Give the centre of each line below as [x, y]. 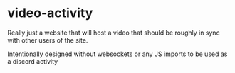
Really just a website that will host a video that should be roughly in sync [114, 33]
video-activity [50, 13]
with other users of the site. [48, 40]
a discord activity [33, 61]
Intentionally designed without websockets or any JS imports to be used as [117, 54]
